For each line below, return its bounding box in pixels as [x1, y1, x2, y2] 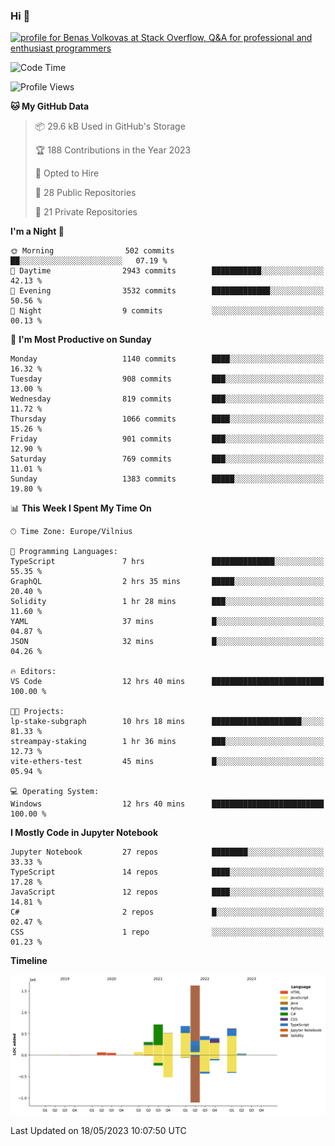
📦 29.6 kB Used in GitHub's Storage [34, 120, 186, 133]
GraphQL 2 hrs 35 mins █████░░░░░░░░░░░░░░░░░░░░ [10, 577, 325, 587]
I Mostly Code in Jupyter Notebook [10, 827, 158, 839]
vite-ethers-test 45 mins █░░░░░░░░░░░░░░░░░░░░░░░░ [10, 757, 325, 767]
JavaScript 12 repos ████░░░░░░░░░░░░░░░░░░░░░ [10, 887, 325, 898]
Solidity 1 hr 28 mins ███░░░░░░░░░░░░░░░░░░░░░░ [10, 597, 325, 607]
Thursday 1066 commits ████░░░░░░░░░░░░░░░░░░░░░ [10, 414, 325, 424]
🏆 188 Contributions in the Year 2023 [34, 144, 192, 156]
